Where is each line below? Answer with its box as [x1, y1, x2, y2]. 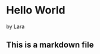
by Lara [6, 23, 25, 30]
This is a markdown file [6, 40, 94, 50]
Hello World [6, 4, 65, 17]
